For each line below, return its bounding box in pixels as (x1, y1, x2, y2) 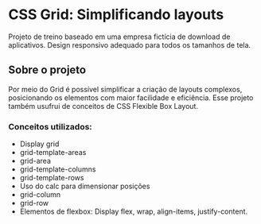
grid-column (19, 190, 61, 199)
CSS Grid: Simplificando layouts (8, 6, 224, 24)
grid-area (19, 156, 52, 166)
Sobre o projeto (8, 64, 86, 77)
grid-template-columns (19, 164, 96, 174)
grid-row (19, 199, 49, 208)
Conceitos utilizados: (8, 121, 93, 132)
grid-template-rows (19, 173, 84, 183)
